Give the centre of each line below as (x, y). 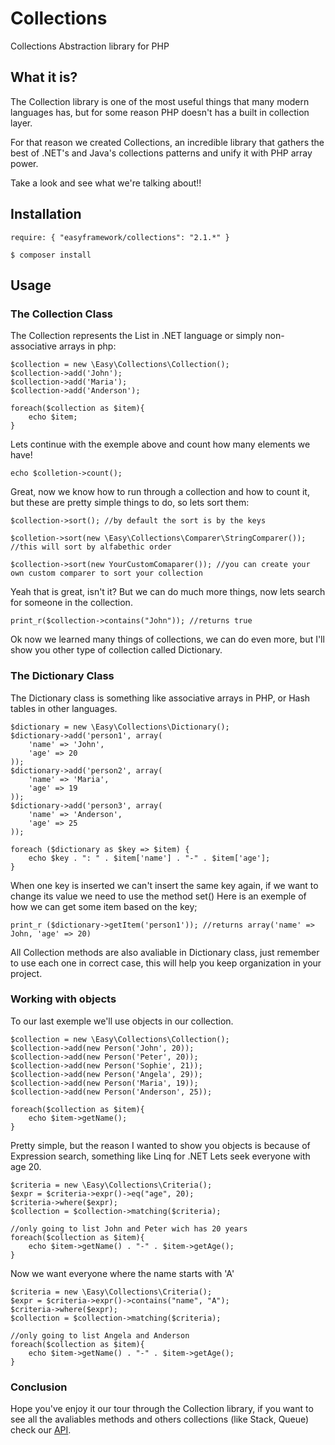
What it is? (44, 77)
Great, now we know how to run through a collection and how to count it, (160, 492)
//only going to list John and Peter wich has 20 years (129, 1228)
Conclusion (39, 1387)
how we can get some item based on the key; (104, 906)
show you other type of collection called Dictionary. (116, 650)
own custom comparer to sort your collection (106, 573)
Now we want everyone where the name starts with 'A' (122, 1273)
